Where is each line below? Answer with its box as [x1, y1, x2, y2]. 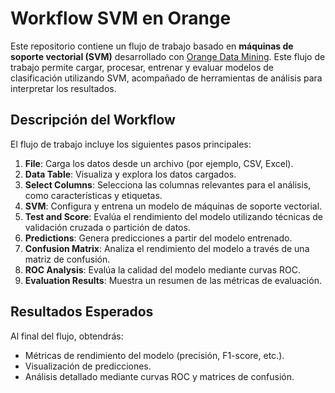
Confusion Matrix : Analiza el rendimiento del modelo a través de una [24, 242, 310, 254]
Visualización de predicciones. [24, 360, 152, 372]
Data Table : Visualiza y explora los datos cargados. [24, 168, 237, 180]
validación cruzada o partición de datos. [24, 221, 191, 233]
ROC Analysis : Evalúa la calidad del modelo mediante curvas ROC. [24, 263, 301, 276]
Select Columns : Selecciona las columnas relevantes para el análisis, [24, 178, 312, 191]
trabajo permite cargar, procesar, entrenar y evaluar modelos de [10, 61, 274, 73]
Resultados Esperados [10, 303, 154, 321]
